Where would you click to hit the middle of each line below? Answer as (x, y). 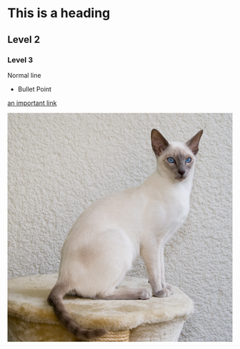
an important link (32, 103)
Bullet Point (35, 89)
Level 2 (24, 40)
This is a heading (59, 13)
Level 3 (20, 60)
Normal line (24, 75)
